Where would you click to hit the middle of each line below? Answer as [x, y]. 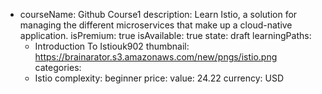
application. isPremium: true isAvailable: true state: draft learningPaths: [165, 35]
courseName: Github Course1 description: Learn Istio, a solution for [158, 14]
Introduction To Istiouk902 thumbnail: [112, 46]
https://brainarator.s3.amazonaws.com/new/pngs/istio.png [156, 57]
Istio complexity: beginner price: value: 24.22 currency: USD [159, 78]
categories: [58, 67]
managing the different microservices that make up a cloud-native [156, 25]
